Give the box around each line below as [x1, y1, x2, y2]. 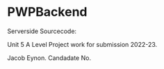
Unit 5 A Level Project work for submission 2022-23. [7, 40, 158, 48]
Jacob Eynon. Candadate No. [7, 53, 92, 62]
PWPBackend [7, 4, 88, 20]
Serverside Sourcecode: [7, 27, 77, 35]
